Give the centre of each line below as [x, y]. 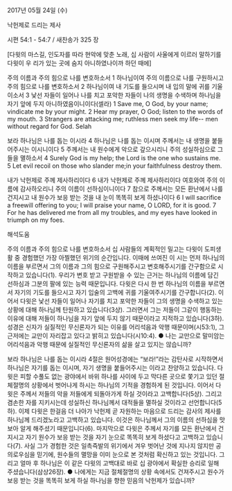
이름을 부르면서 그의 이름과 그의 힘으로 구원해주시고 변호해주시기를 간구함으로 [112, 266]
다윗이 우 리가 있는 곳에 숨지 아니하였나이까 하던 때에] [79, 63]
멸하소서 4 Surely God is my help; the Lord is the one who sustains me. [120, 158]
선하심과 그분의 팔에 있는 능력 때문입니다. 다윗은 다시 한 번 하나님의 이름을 [107, 284]
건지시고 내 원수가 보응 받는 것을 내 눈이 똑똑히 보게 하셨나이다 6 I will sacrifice [114, 197]
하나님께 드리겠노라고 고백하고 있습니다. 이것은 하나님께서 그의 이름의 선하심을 [113, 420]
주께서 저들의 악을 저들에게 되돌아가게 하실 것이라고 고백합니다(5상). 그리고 [121, 394]
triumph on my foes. [36, 220]
